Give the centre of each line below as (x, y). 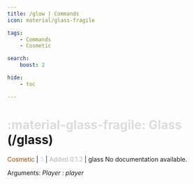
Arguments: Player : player (45, 173)
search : (18, 59)
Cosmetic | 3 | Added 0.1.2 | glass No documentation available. (97, 159)
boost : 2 (32, 65)
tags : (15, 33)
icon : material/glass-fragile (51, 20)
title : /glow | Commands (43, 14)
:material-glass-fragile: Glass (95, 125)
